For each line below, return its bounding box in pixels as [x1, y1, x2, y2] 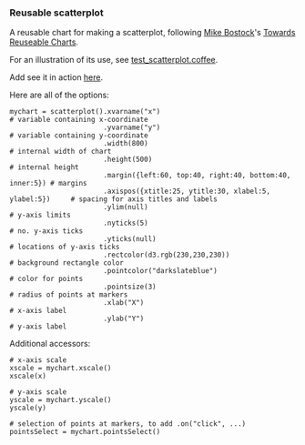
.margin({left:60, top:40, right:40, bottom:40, [103, 171, 291, 180]
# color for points [9, 275, 84, 284]
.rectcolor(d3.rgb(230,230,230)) [103, 250, 230, 260]
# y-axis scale [9, 388, 67, 397]
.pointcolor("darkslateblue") [103, 267, 219, 276]
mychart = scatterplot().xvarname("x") [9, 107, 161, 116]
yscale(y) [9, 403, 47, 413]
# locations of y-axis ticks [9, 243, 120, 252]
